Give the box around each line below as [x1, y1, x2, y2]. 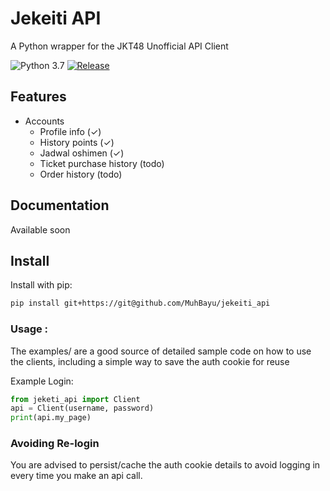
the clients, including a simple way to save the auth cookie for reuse [10, 355, 290, 367]
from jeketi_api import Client [10, 394, 141, 404]
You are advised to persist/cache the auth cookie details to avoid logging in [10, 459, 321, 471]
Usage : [10, 322, 49, 336]
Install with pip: [10, 279, 73, 291]
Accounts [24, 115, 65, 127]
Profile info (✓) [39, 125, 102, 137]
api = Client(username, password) [10, 403, 155, 414]
